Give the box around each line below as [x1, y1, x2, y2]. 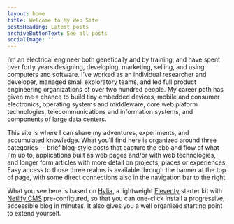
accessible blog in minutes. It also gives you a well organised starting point [7, 202, 223, 210]
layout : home [7, 10, 45, 17]
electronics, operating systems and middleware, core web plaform [7, 100, 198, 108]
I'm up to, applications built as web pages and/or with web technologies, [7, 151, 217, 160]
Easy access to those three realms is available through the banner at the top [7, 166, 226, 174]
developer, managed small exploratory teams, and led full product [7, 78, 197, 86]
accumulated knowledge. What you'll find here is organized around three [7, 136, 217, 144]
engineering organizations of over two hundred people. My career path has [7, 85, 224, 94]
